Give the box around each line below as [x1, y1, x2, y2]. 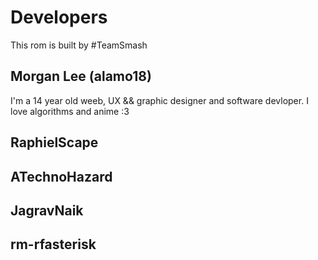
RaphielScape [10, 134, 99, 151]
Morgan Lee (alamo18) [10, 68, 152, 85]
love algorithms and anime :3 [10, 105, 130, 117]
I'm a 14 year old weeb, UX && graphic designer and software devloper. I [10, 94, 309, 106]
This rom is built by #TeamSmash [10, 39, 148, 51]
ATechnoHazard [10, 168, 113, 185]
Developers [10, 6, 108, 29]
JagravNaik [10, 202, 84, 219]
